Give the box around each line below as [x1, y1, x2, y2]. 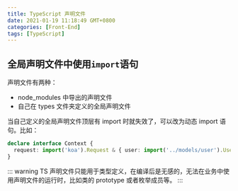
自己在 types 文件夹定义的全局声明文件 [17, 102, 131, 110]
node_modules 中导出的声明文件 [17, 93, 113, 102]
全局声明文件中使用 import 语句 [7, 58, 139, 70]
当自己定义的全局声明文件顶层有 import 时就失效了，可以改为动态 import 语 [7, 117, 227, 126]
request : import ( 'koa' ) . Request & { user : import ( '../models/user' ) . [13, 146, 223, 154]
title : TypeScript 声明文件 [7, 10, 86, 18]
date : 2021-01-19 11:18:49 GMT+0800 [7, 17, 115, 24]
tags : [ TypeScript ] [7, 30, 65, 37]
